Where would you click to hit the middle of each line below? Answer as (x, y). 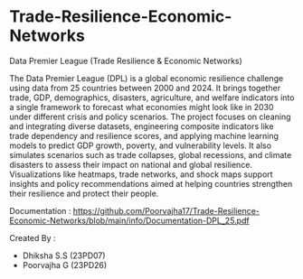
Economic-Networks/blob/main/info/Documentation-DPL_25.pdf (130, 220)
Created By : (33, 237)
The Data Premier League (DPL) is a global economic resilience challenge (147, 78)
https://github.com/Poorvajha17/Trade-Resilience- (166, 210)
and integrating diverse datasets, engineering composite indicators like (142, 126)
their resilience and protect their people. (84, 193)
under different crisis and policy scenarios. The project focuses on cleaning (150, 116)
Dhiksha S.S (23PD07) (64, 256)
